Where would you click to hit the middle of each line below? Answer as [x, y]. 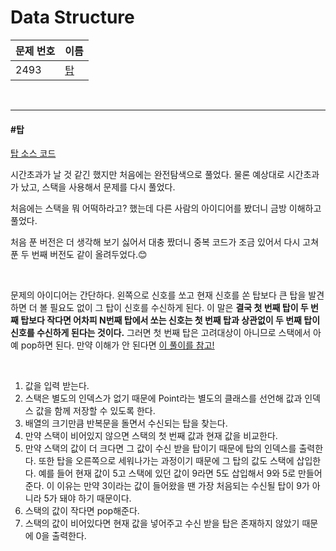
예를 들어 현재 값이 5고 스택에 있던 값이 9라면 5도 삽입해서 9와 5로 [167, 473]
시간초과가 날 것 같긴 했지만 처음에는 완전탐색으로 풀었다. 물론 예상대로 [147, 175]
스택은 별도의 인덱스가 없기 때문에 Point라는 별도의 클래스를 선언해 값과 [163, 398]
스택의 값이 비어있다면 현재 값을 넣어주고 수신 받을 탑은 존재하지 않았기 [162, 523]
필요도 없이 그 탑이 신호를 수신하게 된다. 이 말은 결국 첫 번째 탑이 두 [179, 308]
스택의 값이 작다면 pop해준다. [82, 511]
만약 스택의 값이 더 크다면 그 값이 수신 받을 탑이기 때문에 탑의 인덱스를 [160, 448]
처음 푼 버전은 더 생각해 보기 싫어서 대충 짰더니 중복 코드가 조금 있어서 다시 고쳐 [165, 242]
